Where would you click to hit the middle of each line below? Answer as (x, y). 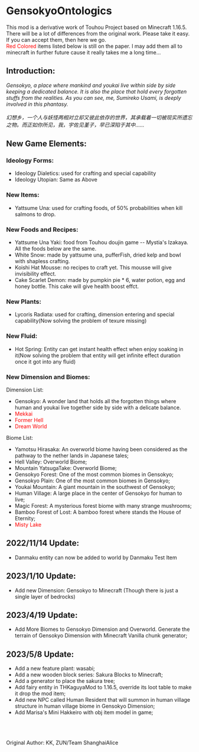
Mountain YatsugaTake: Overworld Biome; (66, 468)
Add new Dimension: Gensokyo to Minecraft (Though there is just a (96, 590)
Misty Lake (28, 524)
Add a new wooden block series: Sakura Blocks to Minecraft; (89, 675)
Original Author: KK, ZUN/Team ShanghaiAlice (62, 743)
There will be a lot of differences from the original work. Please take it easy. (98, 33)
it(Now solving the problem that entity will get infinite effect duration (97, 355)
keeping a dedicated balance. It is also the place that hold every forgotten (97, 91)
